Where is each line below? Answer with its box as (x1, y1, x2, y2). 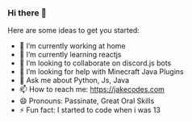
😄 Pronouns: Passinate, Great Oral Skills (19, 96, 155, 106)
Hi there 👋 (7, 7, 48, 19)
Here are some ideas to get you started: (7, 26, 140, 35)
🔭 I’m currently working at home (19, 41, 126, 51)
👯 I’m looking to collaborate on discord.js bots (19, 58, 172, 68)
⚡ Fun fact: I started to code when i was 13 (19, 105, 161, 115)
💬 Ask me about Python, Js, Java (19, 76, 130, 86)
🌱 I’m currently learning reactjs (19, 50, 122, 60)
